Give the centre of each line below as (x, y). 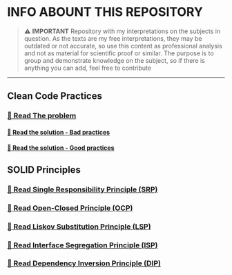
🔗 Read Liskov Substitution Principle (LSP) (79, 227)
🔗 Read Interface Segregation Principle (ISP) (83, 245)
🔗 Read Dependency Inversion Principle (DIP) (84, 263)
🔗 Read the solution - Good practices (61, 148)
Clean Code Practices (55, 96)
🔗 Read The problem (42, 116)
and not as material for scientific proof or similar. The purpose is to (119, 53)
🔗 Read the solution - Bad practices (59, 132)
